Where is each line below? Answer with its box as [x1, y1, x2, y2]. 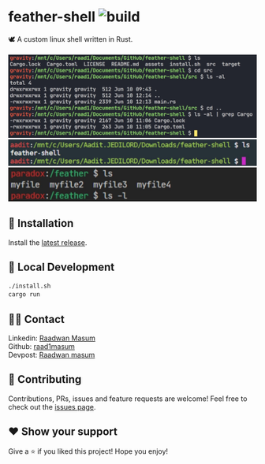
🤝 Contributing [8, 373, 82, 386]
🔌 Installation [8, 217, 74, 230]
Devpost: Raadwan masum [8, 350, 95, 359]
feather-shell [8, 8, 96, 26]
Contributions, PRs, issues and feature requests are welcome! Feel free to [8, 394, 248, 403]
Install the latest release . [8, 237, 88, 247]
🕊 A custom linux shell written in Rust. [8, 34, 133, 43]
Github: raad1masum [8, 341, 75, 351]
